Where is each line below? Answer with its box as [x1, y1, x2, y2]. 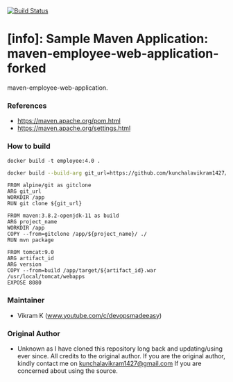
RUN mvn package [7, 237, 54, 244]
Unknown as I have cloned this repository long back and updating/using [17, 344, 223, 353]
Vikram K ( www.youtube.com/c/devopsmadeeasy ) [17, 311, 162, 319]
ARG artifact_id [7, 255, 54, 262]
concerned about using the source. [17, 367, 118, 375]
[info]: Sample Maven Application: [7, 31, 209, 47]
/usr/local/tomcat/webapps [7, 273, 85, 280]
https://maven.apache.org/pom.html [17, 117, 121, 125]
